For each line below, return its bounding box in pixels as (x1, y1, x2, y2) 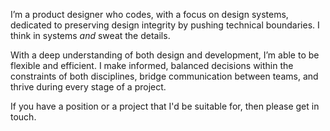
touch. (10, 111, 37, 123)
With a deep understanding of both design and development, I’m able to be (10, 49, 320, 61)
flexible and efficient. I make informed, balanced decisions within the (10, 60, 294, 71)
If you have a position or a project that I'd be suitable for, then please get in (10, 100, 320, 112)
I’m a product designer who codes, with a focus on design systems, (10, 9, 289, 20)
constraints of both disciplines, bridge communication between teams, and (10, 70, 319, 82)
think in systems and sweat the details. (10, 30, 171, 41)
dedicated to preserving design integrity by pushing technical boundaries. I (10, 19, 320, 31)
